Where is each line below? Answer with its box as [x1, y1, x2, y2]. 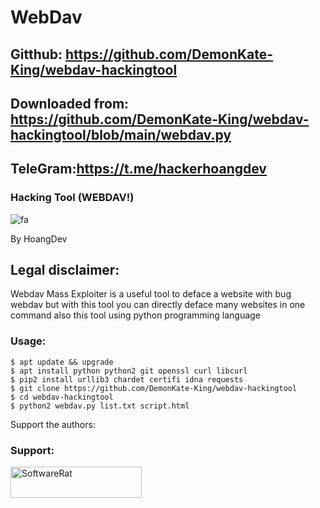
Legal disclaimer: [10, 262, 120, 279]
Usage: [10, 334, 47, 348]
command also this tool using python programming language [10, 309, 261, 321]
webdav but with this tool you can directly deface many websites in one [10, 299, 306, 311]
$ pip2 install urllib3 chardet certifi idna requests [10, 374, 244, 385]
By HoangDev [10, 232, 68, 245]
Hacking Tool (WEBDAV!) [10, 191, 135, 205]
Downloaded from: [10, 95, 130, 112]
